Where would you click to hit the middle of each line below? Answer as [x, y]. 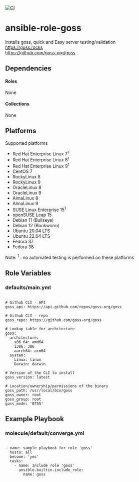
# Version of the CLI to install [40, 373]
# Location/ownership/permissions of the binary [57, 386]
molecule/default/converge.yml [45, 433]
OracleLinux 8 [27, 187]
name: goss [34, 474]
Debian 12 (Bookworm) [36, 226]
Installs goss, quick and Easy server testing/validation [60, 42]
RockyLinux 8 [26, 176]
